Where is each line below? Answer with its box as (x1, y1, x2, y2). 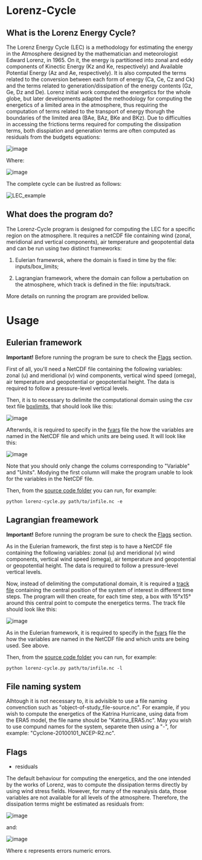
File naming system (6, 681, 81, 692)
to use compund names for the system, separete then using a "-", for (6, 723, 178, 730)
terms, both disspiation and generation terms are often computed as (6, 127, 176, 134)
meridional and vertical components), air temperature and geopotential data (6, 238, 195, 245)
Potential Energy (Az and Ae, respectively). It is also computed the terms (6, 69, 187, 76)
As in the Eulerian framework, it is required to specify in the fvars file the (6, 629, 186, 636)
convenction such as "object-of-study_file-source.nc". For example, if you (6, 704, 190, 711)
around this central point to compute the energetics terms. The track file (6, 599, 186, 607)
